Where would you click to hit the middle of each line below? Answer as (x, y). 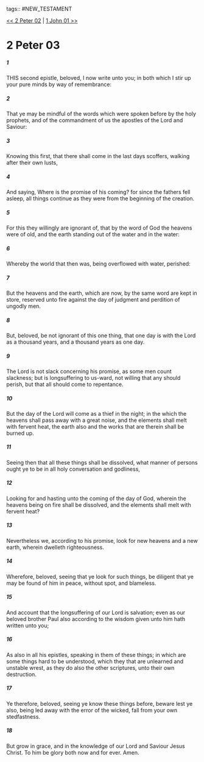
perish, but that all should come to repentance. (65, 384)
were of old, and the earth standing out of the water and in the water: (93, 234)
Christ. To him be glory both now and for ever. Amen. (73, 752)
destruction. (21, 674)
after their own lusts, (32, 163)
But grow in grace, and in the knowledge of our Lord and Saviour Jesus (96, 746)
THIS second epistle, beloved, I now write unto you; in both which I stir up (99, 78)
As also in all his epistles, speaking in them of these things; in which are (96, 655)
